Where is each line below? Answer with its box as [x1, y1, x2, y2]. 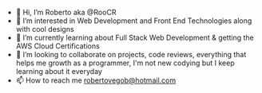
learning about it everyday [15, 67, 102, 76]
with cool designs [15, 25, 74, 33]
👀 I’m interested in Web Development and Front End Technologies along [15, 16, 252, 25]
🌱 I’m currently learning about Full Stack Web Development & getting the [15, 33, 254, 42]
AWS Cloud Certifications [15, 41, 100, 51]
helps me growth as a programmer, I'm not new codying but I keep [15, 58, 236, 68]
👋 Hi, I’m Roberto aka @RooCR [15, 8, 117, 17]
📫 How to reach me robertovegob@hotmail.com [15, 76, 177, 85]
